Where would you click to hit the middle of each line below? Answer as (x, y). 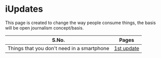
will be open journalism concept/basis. (45, 28)
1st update (127, 48)
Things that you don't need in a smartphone (58, 48)
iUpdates (24, 9)
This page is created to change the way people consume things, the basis (80, 23)
